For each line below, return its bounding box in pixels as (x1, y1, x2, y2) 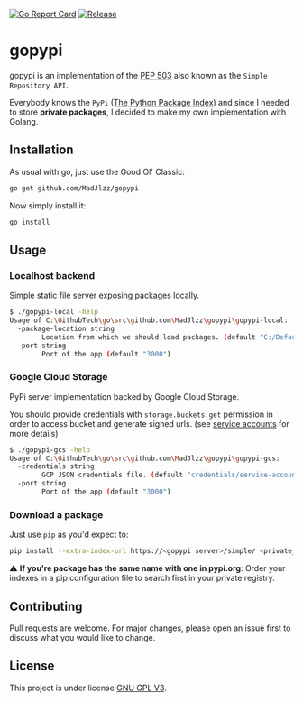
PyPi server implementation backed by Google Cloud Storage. (9, 391, 240, 402)
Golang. (9, 115, 39, 126)
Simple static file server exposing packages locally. (9, 290, 200, 301)
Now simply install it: (9, 199, 87, 211)
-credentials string (17, 462, 95, 471)
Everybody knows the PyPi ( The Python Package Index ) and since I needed (9, 97, 290, 107)
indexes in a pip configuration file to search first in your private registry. (9, 573, 275, 584)
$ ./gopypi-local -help (9, 308, 99, 317)
